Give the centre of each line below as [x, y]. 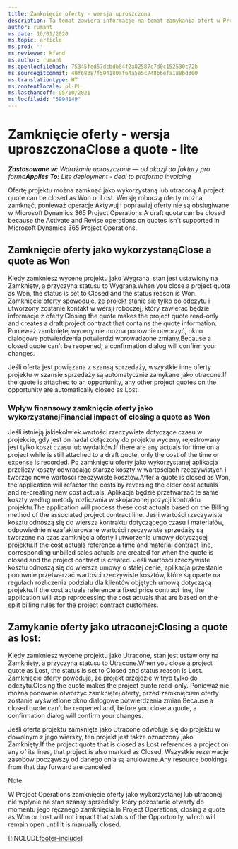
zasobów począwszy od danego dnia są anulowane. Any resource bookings [118, 759]
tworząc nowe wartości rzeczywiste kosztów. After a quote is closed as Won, [119, 478]
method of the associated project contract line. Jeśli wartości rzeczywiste [115, 515]
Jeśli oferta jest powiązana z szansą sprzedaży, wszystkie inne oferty [109, 367]
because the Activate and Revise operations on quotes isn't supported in [114, 220]
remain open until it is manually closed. [65, 824]
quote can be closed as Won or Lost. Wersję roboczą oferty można [106, 197]
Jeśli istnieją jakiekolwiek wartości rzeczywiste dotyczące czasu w [105, 432]
